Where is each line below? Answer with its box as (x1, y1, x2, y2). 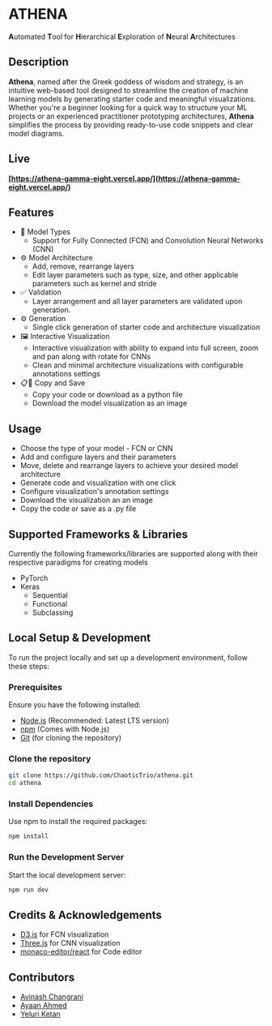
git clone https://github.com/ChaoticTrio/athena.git (8, 771, 194, 779)
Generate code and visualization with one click (19, 478, 176, 487)
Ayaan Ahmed (19, 1001, 67, 1011)
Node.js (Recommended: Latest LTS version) (19, 715, 170, 726)
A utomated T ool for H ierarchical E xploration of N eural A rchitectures (8, 32, 236, 41)
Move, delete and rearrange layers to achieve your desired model (19, 461, 239, 470)
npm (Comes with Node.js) (19, 724, 110, 734)
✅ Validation (19, 287, 62, 297)
